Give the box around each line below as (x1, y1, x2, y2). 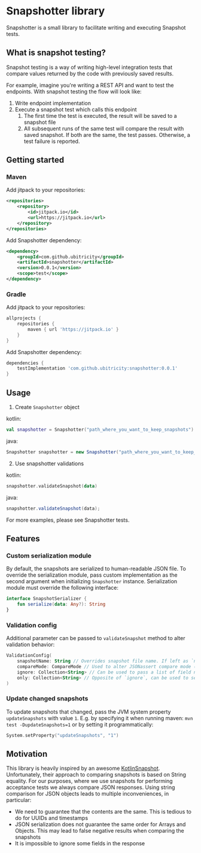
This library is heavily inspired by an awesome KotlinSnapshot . (6, 764, 160, 772)
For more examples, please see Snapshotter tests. (6, 516, 130, 523)
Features (6, 534, 40, 544)
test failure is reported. (23, 138, 80, 145)
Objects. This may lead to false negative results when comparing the (14, 827, 184, 834)
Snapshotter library (6, 4, 105, 18)
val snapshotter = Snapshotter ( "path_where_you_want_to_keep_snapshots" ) (6, 427, 194, 433)
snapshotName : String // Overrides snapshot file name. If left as (17, 658, 188, 665)
